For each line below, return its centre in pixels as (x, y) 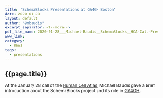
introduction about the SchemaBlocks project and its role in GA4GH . (73, 91)
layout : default (21, 18)
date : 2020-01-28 (23, 14)
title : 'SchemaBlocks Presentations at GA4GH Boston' (61, 9)
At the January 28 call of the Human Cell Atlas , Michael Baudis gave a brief (80, 85)
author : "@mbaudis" (25, 23)
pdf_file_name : (20, 32)
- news (16, 45)
